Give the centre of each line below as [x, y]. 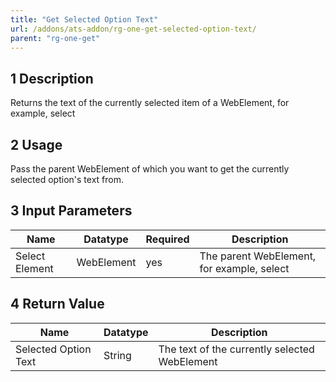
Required [167, 239]
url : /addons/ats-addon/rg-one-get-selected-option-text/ [133, 29]
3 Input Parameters [71, 211]
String [117, 355]
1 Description [52, 78]
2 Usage [36, 144]
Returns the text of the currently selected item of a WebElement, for [150, 103]
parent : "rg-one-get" [55, 38]
